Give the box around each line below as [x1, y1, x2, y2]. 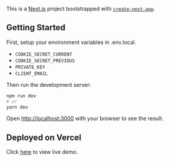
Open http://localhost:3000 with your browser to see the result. [6, 115, 164, 122]
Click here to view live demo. [6, 148, 78, 156]
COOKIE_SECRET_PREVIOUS [14, 57, 75, 64]
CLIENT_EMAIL [14, 71, 48, 77]
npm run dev [6, 93, 36, 99]
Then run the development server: [6, 81, 92, 88]
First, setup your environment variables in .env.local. [6, 39, 136, 46]
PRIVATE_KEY [14, 64, 45, 70]
